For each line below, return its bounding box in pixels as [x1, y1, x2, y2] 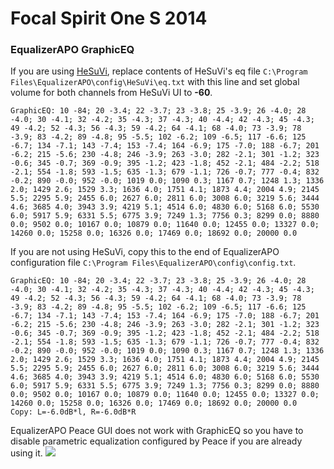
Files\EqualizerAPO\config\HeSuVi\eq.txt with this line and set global [10, 76, 300, 88]
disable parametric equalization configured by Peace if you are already [10, 435, 303, 447]
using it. [10, 447, 43, 459]
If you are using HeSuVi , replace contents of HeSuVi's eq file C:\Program [10, 65, 308, 77]
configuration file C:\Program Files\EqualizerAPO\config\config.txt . [10, 257, 297, 269]
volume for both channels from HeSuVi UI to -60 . [10, 87, 213, 99]
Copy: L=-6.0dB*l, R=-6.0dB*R [10, 407, 137, 417]
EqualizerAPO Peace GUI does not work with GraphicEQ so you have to [10, 425, 304, 437]
